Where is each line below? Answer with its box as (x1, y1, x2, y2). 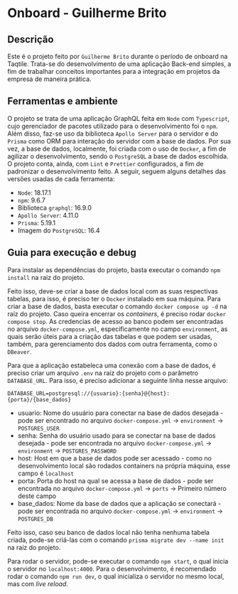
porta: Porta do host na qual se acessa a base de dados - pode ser (17, 476, 214, 485)
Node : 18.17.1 (17, 188, 51, 197)
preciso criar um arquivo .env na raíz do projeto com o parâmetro (7, 368, 199, 377)
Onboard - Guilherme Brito (7, 5, 167, 21)
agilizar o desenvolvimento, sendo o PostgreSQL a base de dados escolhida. (7, 151, 229, 161)
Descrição (7, 33, 54, 45)
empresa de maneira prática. (7, 75, 92, 83)
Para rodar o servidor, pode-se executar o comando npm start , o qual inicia (7, 556, 229, 566)
